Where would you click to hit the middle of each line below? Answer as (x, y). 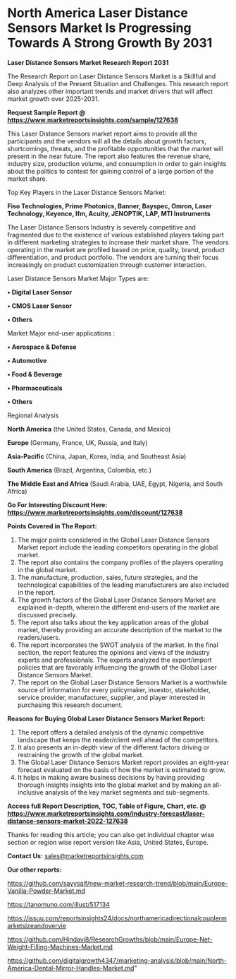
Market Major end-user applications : (61, 333)
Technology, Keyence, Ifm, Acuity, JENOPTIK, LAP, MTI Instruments (109, 213)
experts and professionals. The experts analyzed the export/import (114, 660)
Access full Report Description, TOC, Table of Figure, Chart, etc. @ (107, 806)
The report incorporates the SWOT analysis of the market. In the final (118, 645)
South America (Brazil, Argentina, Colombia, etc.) (80, 470)
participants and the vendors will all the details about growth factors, (107, 141)
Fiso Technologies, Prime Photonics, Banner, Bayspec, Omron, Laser (110, 206)
